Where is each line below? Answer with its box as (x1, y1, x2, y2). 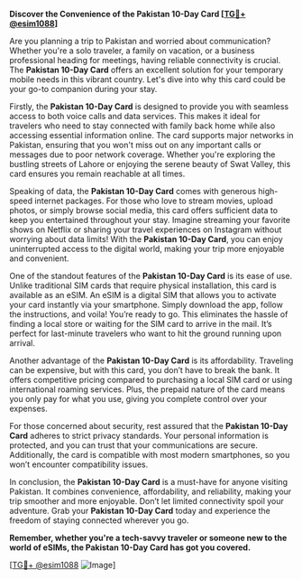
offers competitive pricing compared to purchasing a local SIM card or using (9, 375, 293, 385)
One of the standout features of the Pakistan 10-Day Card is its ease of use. (9, 271, 293, 281)
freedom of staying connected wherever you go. (9, 515, 189, 526)
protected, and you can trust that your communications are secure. (9, 440, 259, 451)
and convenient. (9, 253, 69, 264)
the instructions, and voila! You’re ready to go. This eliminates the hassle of (9, 309, 288, 320)
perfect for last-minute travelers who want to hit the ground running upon (9, 328, 282, 339)
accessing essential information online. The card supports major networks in (9, 130, 294, 140)
